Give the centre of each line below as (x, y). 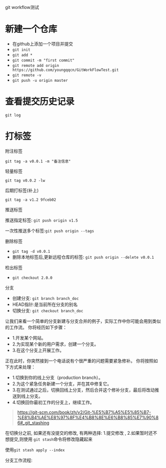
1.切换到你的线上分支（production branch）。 (58, 377)
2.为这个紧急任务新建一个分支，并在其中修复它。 (62, 384)
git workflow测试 (22, 7)
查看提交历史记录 (40, 102)
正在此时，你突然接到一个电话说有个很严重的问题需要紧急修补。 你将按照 (79, 360)
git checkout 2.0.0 (32, 278)
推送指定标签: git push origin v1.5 (41, 220)
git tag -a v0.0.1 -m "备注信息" (38, 161)
